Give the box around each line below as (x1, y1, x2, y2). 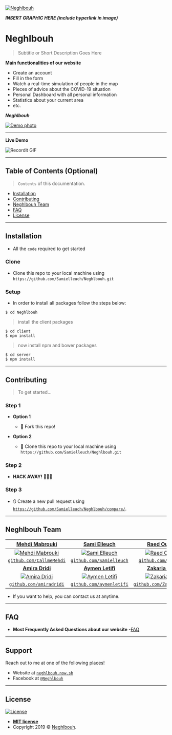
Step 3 (5, 486, 22, 493)
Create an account (12, 69, 52, 76)
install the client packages (17, 319, 73, 325)
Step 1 (5, 402, 21, 409)
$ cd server (5, 352, 31, 357)
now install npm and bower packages (17, 342, 97, 349)
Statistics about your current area (12, 97, 83, 103)
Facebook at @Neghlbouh (12, 675, 63, 682)
